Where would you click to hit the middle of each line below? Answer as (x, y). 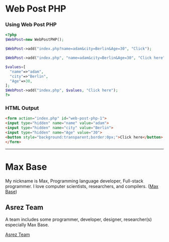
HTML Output (22, 108)
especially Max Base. (27, 225)
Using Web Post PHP (31, 25)
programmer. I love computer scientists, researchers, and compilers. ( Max (82, 186)
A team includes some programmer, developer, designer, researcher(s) (78, 219)
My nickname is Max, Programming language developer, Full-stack (74, 181)
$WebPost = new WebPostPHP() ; (35, 40)
